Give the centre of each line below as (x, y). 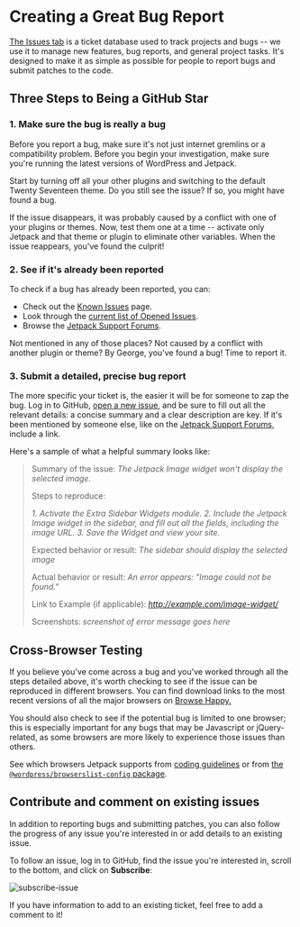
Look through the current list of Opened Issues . (110, 316)
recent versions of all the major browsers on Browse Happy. (120, 701)
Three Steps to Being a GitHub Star (109, 99)
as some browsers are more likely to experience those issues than (162, 738)
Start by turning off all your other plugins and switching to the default (137, 180)
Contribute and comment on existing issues (134, 802)
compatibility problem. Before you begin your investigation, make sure (140, 153)
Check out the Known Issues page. (87, 306)
